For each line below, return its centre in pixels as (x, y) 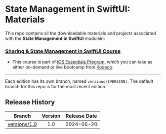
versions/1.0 (22, 124)
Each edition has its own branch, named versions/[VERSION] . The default (79, 81)
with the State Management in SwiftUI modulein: (55, 38)
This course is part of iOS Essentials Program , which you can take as (82, 62)
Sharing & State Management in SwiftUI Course (63, 51)
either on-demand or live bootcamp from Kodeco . (63, 67)
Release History (30, 102)
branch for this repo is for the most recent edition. (56, 87)
